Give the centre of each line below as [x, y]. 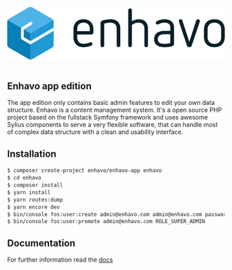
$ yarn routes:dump [35, 200]
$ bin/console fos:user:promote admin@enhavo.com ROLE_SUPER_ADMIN [106, 222]
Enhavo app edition [49, 86]
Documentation [41, 243]
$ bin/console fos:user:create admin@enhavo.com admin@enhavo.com [105, 214]
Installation [32, 154]
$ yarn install [29, 192]
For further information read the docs [60, 260]
